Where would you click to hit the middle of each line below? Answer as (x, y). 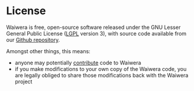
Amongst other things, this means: (48, 51)
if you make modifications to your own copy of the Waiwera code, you (101, 69)
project (24, 82)
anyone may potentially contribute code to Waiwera (78, 63)
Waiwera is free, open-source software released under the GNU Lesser (93, 27)
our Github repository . (33, 40)
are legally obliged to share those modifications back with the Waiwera (101, 75)
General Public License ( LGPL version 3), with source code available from (96, 33)
